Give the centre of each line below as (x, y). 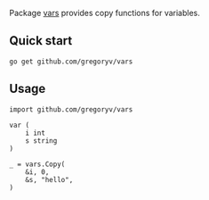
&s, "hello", (49, 179)
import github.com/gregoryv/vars (71, 109)
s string (41, 141)
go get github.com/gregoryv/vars (71, 62)
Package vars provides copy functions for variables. (104, 13)
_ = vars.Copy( (37, 164)
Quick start (41, 41)
